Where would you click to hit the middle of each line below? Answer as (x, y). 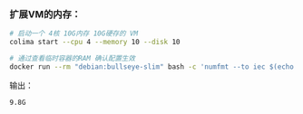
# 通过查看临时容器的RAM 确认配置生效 (73, 59)
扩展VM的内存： (45, 14)
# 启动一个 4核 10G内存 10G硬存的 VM (74, 33)
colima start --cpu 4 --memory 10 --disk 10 (95, 43)
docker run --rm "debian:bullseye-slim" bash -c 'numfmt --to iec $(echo (152, 66)
